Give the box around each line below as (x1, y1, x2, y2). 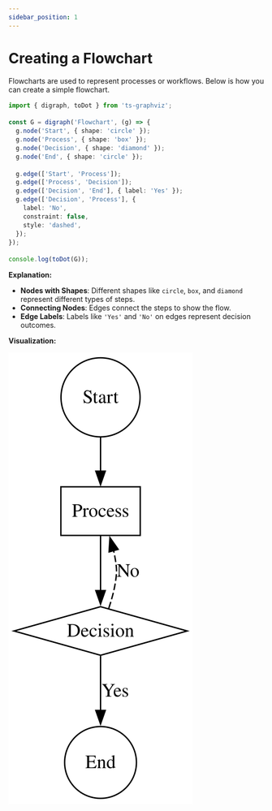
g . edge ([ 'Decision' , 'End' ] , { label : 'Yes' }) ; (15, 187, 183, 195)
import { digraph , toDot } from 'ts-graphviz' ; (8, 101, 173, 110)
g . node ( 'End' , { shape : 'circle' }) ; (15, 153, 144, 161)
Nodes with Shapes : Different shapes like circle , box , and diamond (19, 286, 244, 295)
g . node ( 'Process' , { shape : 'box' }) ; (15, 136, 148, 144)
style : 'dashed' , (23, 221, 82, 229)
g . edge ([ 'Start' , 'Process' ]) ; (15, 170, 122, 178)
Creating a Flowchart (8, 49, 153, 67)
